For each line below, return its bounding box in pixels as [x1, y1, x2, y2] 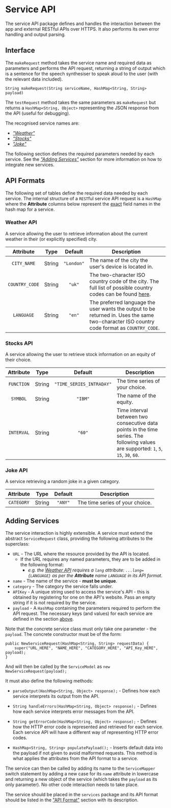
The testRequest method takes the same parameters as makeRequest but [5, 99, 156, 105]
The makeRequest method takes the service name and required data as [5, 60, 152, 66]
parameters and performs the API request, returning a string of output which [5, 65, 165, 71]
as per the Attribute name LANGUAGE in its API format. [51, 573, 163, 579]
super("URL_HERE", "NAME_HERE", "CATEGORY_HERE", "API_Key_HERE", [14, 646, 158, 651]
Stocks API [5, 340, 33, 347]
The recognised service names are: [5, 120, 80, 126]
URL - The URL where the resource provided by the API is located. [12, 551, 150, 557]
